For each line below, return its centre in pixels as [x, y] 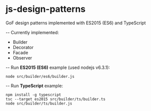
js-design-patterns [46, 9]
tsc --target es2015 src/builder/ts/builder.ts [56, 99]
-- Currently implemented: [32, 32]
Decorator [23, 47]
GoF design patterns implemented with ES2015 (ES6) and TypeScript [76, 23]
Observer [23, 57]
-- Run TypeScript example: [34, 86]
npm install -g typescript [33, 95]
